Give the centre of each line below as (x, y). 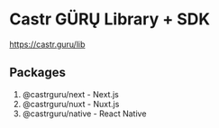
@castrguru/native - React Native (84, 114)
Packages (37, 73)
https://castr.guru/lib (47, 44)
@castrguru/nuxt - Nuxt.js (71, 104)
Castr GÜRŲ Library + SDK (109, 19)
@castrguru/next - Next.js (70, 94)
